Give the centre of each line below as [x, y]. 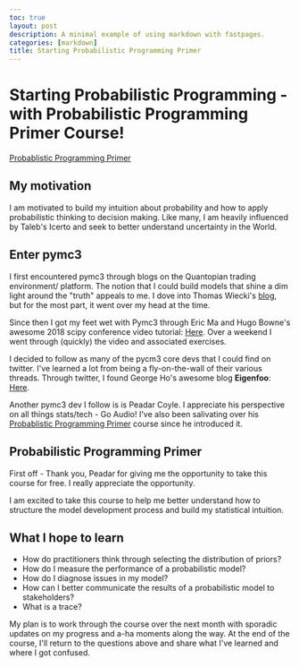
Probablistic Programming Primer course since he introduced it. [126, 423]
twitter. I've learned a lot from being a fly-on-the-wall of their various [136, 368]
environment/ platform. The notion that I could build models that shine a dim [149, 286]
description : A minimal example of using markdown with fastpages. [137, 34]
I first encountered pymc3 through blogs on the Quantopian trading [133, 276]
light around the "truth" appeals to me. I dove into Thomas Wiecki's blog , [143, 295]
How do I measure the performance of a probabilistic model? [134, 569]
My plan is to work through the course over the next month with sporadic [143, 624]
